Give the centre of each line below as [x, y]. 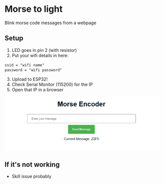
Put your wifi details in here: [40, 55]
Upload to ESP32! [30, 79]
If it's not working [32, 165]
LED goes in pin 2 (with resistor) [44, 50]
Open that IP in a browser [37, 89]
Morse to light [33, 9]
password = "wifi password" [33, 70]
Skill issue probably [32, 177]
